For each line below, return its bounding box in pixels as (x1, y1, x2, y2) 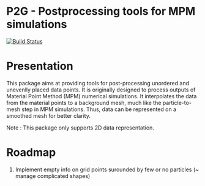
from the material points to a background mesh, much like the (6, 99, 162, 106)
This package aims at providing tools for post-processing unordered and (6, 79, 190, 87)
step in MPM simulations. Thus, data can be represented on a (21, 106, 176, 113)
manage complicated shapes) (15, 172, 91, 179)
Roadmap (6, 145, 56, 160)
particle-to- (162, 99, 192, 106)
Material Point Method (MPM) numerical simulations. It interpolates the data (6, 92, 197, 99)
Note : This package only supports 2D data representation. (6, 124, 155, 131)
